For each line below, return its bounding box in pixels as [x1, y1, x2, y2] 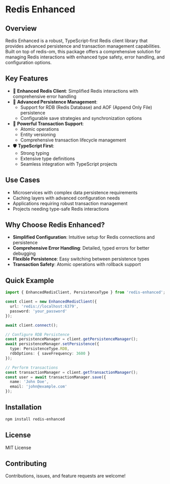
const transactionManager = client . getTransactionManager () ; [5, 370, 138, 375]
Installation [5, 403, 42, 412]
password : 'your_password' [10, 309, 67, 314]
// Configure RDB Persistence [5, 332, 70, 337]
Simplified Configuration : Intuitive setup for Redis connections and [12, 234, 155, 240]
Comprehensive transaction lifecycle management [20, 137, 127, 143]
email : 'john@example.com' [10, 384, 67, 389]
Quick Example [5, 276, 55, 285]
